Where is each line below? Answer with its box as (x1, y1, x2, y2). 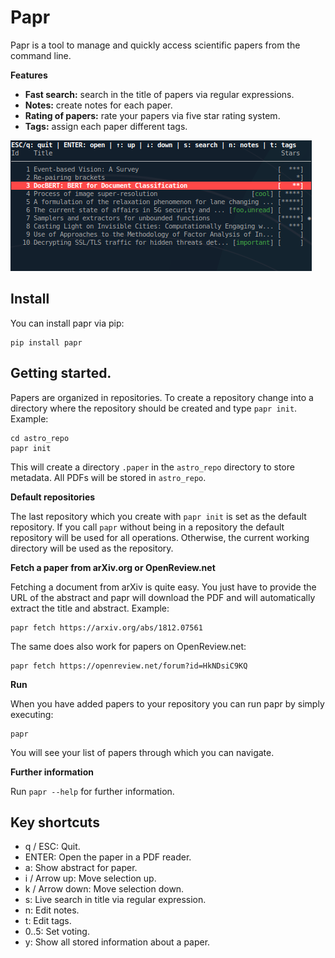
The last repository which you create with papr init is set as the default (10, 510, 307, 522)
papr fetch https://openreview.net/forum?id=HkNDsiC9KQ (10, 661, 248, 671)
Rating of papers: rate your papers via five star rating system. (24, 109, 281, 121)
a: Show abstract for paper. (24, 862, 138, 874)
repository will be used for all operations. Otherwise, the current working (10, 531, 310, 543)
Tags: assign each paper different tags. (24, 120, 188, 132)
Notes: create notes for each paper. (24, 99, 173, 111)
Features (10, 69, 48, 81)
